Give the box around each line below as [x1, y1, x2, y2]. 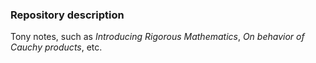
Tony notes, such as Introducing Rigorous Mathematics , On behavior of [10, 31, 305, 43]
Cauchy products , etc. [10, 41, 103, 53]
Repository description [10, 8, 125, 22]
